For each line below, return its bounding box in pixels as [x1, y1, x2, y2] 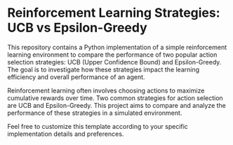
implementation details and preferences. [7, 130, 124, 138]
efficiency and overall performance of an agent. [7, 72, 145, 81]
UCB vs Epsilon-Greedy [7, 20, 147, 36]
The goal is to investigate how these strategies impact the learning [7, 65, 200, 74]
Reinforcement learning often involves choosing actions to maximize [7, 86, 205, 95]
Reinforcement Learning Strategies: [7, 5, 220, 21]
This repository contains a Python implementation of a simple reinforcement [7, 43, 227, 51]
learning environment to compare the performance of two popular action [7, 50, 218, 59]
